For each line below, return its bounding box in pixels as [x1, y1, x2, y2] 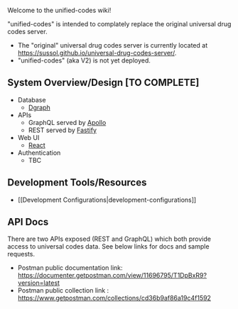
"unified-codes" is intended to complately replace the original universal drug [7, 20, 232, 28]
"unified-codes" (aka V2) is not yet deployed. [17, 56, 151, 65]
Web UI [17, 133, 40, 141]
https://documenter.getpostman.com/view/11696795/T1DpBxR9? [17, 271, 207, 280]
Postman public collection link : [17, 286, 109, 295]
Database [17, 95, 46, 104]
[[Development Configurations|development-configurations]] [17, 195, 197, 204]
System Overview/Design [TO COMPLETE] [7, 77, 200, 89]
